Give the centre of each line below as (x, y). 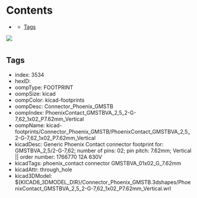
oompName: (30, 125)
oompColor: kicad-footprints (50, 100)
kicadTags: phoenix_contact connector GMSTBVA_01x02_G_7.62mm (98, 163)
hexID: (23, 81)
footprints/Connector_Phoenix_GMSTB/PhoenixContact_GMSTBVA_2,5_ (102, 131)
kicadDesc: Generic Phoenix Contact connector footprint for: (89, 144)
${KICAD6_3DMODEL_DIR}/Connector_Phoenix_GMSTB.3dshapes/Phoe (103, 182)
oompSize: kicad (35, 93)
